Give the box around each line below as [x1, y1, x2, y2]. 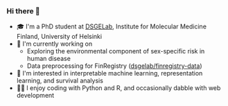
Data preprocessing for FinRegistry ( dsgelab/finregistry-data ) [26, 62, 202, 70]
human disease [26, 55, 71, 63]
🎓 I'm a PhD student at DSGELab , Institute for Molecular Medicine [16, 22, 207, 30]
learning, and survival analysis [16, 76, 103, 85]
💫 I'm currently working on [16, 39, 93, 48]
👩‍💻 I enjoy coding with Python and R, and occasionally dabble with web [16, 84, 221, 92]
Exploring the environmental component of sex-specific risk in [26, 47, 205, 55]
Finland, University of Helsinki [16, 33, 102, 41]
